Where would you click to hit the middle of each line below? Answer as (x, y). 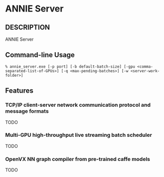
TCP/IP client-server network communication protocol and (78, 105)
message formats (27, 111)
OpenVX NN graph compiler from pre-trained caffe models (78, 159)
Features (19, 91)
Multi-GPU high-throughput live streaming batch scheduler (79, 135)
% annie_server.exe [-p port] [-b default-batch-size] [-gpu (70, 66)
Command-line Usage (40, 55)
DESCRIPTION (27, 27)
